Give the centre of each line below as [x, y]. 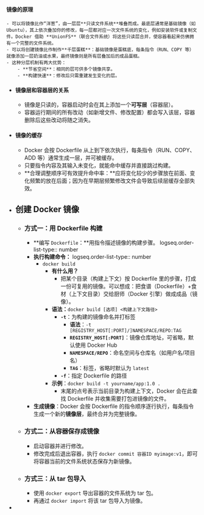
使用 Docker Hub [96, 345]
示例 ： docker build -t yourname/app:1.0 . [106, 383]
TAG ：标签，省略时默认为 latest [109, 368]
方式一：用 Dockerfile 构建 [63, 228]
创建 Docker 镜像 [47, 209]
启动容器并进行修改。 [60, 446]
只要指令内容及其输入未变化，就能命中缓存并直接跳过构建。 [99, 165]
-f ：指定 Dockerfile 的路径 [94, 376]
